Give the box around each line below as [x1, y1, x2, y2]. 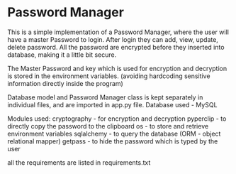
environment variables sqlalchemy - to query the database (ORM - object [7, 129, 221, 138]
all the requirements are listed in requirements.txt [7, 158, 151, 167]
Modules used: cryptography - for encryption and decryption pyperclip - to [7, 114, 227, 123]
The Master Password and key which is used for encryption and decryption [7, 64, 227, 72]
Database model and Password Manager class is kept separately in [7, 93, 203, 102]
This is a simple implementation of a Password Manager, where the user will [7, 28, 229, 36]
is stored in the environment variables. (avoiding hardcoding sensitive [7, 72, 210, 80]
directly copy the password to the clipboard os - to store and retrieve [7, 121, 209, 130]
